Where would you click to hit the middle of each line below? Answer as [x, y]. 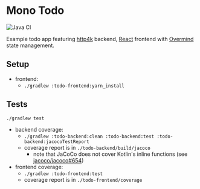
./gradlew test [25, 118]
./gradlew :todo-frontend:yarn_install [74, 86]
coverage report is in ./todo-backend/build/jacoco [87, 147]
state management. [30, 45]
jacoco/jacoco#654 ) [58, 160]
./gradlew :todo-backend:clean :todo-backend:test [89, 136]
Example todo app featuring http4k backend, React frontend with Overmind [100, 39]
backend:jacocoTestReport [56, 142]
